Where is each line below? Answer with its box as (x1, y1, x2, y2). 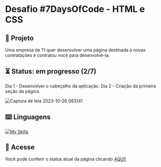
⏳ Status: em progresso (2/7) (5, 67, 97, 76)
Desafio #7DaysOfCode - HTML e (5, 3, 145, 15)
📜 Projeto (5, 34, 34, 42)
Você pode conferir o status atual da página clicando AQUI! (5, 156, 126, 162)
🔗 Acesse (5, 143, 35, 152)
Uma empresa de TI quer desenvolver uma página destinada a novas (5, 47, 146, 53)
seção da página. (5, 88, 41, 94)
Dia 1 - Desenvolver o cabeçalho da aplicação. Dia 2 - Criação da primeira (5, 83, 156, 89)
